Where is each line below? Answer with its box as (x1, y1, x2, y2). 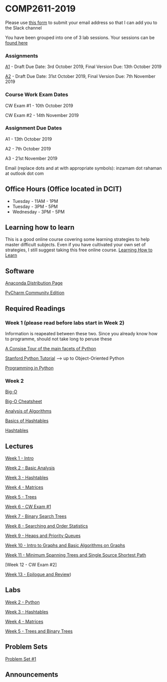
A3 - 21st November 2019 (5, 155, 58, 161)
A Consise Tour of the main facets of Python (5, 345, 96, 351)
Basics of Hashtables (5, 418, 49, 424)
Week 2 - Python (5, 599, 40, 605)
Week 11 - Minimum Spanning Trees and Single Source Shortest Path (5, 552, 146, 558)
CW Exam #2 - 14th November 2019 (5, 112, 79, 118)
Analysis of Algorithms (5, 408, 52, 414)
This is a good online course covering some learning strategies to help (5, 236, 150, 242)
